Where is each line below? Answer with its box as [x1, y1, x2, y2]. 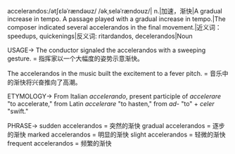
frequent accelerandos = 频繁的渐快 [7, 139, 112, 147]
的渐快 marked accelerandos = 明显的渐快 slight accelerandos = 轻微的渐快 [7, 130, 227, 139]
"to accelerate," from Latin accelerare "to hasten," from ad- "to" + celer [7, 100, 215, 108]
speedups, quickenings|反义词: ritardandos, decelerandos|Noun [7, 32, 193, 40]
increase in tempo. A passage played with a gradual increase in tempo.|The [7, 15, 227, 23]
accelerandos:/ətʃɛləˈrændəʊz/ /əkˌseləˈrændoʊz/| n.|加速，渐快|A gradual [7, 7, 223, 15]
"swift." [7, 107, 29, 115]
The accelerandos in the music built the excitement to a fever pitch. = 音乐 [7, 70, 223, 77]
